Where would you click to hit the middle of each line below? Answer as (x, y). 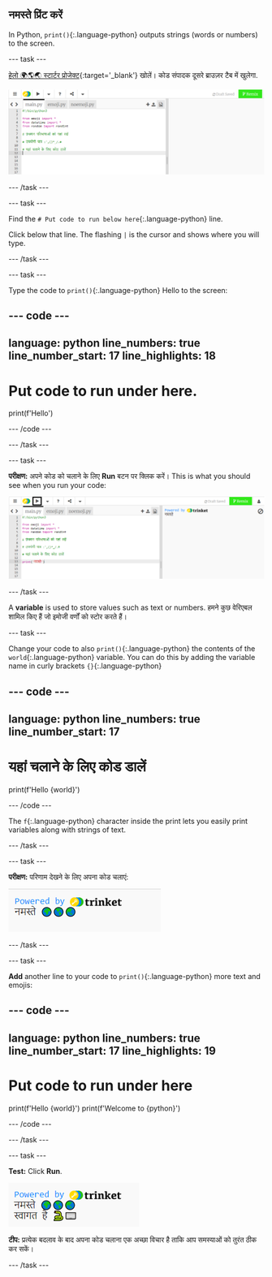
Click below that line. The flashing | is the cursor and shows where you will (134, 234)
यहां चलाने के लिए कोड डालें (77, 767)
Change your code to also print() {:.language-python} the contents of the (132, 649)
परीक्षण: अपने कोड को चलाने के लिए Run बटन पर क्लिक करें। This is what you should (130, 477)
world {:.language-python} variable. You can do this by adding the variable (132, 658)
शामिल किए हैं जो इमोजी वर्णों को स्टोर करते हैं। (68, 617)
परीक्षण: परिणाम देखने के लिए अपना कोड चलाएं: (69, 877)
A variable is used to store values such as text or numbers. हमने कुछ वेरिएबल (130, 608)
